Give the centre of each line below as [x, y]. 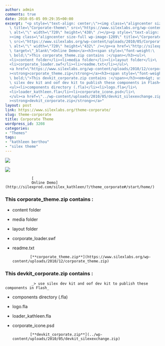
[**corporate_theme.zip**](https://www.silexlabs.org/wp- [91, 257]
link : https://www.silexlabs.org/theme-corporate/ [58, 110]
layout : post [18, 106]
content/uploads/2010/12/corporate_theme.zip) [61, 261]
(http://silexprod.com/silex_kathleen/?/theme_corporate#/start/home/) [80, 187]
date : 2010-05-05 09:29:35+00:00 [39, 19]
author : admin [20, 10]
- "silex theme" [22, 147]
